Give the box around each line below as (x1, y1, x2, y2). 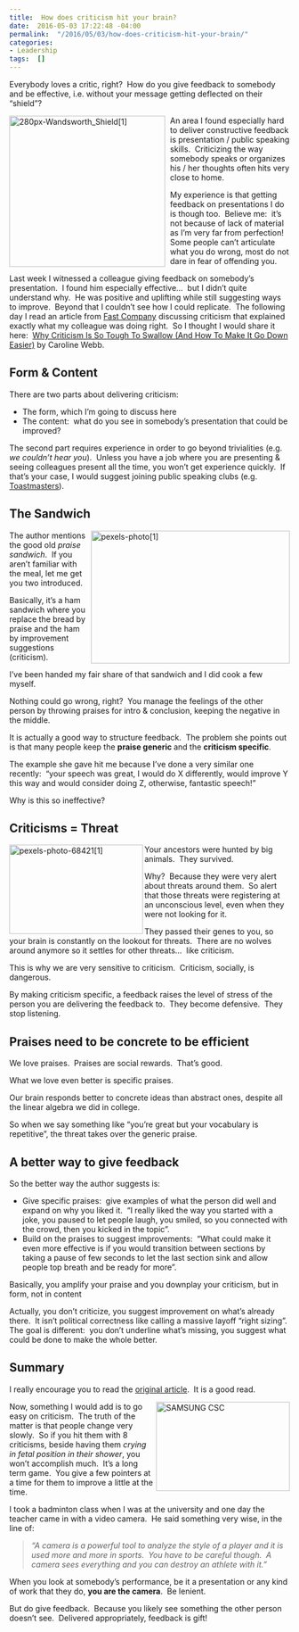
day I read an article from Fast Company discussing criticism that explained (9, 311, 286, 321)
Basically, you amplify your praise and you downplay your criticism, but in (9, 1280, 279, 1290)
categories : (9, 37, 53, 47)
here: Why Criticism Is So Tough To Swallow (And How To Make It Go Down (9, 330, 288, 340)
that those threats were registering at (144, 890, 280, 901)
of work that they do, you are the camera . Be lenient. (9, 1586, 206, 1596)
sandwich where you (9, 604, 86, 615)
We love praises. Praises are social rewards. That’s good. (9, 1058, 222, 1069)
